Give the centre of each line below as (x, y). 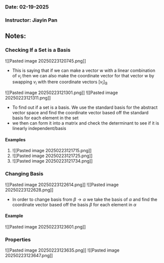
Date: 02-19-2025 (27, 7)
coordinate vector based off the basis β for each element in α (74, 204)
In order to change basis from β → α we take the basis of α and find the (85, 199)
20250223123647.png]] (29, 256)
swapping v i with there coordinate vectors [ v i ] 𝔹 (60, 82)
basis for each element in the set (45, 118)
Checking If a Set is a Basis (38, 50)
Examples (15, 139)
